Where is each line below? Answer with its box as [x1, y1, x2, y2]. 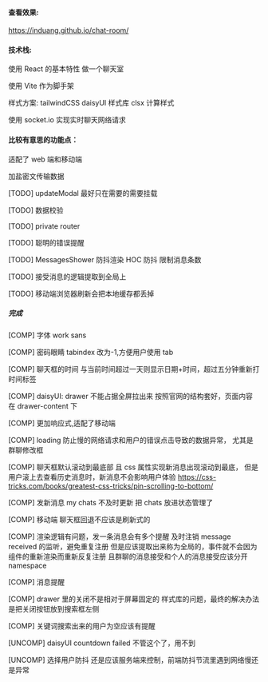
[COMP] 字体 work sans [8, 330, 87, 340]
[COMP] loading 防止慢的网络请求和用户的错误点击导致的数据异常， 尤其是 [8, 435, 254, 445]
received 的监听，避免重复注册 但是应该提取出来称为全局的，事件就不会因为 [8, 541, 258, 551]
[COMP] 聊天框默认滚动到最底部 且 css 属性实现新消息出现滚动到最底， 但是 [8, 462, 259, 472]
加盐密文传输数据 [8, 171, 65, 181]
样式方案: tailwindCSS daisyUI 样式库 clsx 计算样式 [8, 98, 175, 108]
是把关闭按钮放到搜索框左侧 [8, 604, 100, 613]
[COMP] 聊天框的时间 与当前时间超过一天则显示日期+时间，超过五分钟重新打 [8, 364, 260, 373]
